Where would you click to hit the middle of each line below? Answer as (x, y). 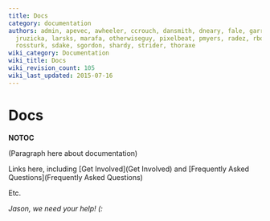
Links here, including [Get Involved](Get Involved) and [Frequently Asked (129, 169)
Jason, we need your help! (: (55, 208)
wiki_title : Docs (37, 61)
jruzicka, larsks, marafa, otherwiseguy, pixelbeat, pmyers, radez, (133, 38)
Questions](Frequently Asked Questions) (76, 177)
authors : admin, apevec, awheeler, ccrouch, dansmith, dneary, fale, (127, 31)
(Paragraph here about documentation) (73, 153)
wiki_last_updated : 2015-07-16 (61, 76)
